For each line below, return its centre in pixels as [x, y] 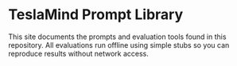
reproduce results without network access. [79, 53]
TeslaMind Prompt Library [96, 15]
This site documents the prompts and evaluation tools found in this [117, 37]
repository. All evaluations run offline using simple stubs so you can [119, 45]
